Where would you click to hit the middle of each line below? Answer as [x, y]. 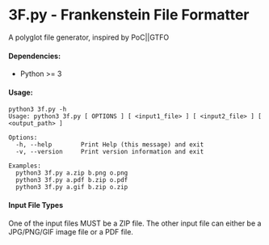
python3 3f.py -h [38, 110]
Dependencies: [35, 56]
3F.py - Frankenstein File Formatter [129, 15]
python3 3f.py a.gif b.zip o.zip [72, 188]
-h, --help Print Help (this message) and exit [110, 145]
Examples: [25, 166]
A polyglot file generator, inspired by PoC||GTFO [89, 37]
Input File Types [36, 205]
